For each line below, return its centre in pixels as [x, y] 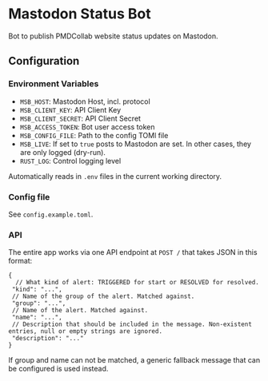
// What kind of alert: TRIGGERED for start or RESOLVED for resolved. [138, 283]
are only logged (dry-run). [63, 152]
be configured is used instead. [58, 369]
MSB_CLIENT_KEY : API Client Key [70, 109]
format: [20, 261]
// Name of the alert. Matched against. [80, 311]
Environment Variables [54, 84]
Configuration [44, 61]
